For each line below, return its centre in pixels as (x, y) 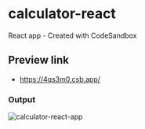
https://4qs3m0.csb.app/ (60, 79)
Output (22, 99)
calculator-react (62, 14)
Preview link (38, 60)
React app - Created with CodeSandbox (72, 35)
